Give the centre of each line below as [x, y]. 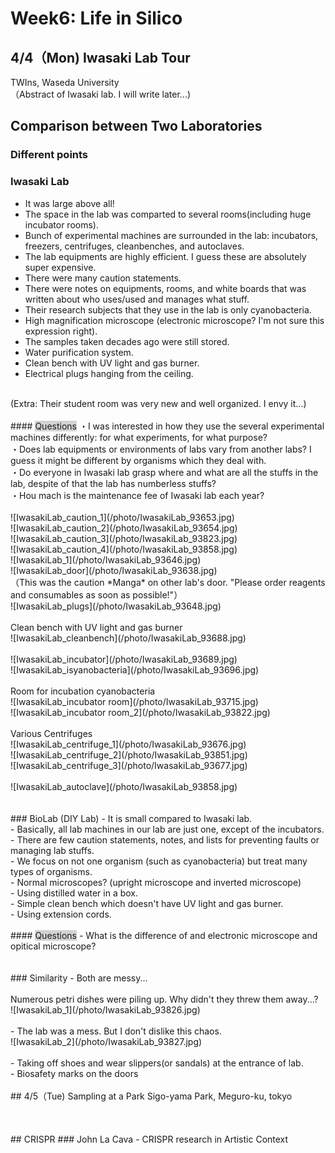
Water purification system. [79, 352]
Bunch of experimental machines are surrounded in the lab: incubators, [171, 235]
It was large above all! [69, 203]
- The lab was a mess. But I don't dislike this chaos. [116, 1031]
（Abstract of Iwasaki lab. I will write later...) [101, 94]
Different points [49, 155]
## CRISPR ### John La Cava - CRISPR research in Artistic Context [149, 1139]
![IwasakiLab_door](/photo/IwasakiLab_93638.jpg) [114, 570]
